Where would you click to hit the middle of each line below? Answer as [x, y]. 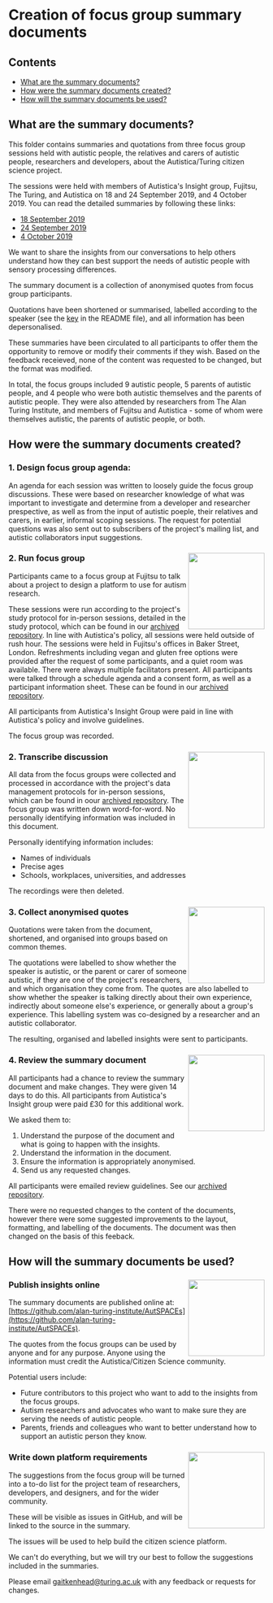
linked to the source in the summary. [69, 1525]
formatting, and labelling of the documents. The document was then [122, 1227]
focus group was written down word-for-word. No [92, 809]
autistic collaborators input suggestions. [76, 537]
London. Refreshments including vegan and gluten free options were [123, 652]
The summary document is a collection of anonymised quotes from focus [131, 285]
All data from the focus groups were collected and [92, 775]
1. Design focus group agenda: [70, 468]
